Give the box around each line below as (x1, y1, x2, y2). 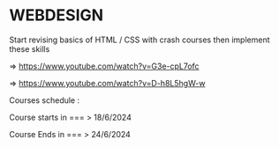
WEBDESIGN (9, 5, 104, 26)
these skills (9, 43, 50, 54)
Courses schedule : (9, 94, 80, 106)
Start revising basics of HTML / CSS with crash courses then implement (9, 34, 270, 45)
